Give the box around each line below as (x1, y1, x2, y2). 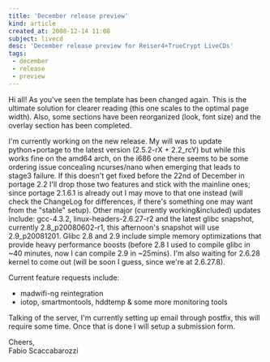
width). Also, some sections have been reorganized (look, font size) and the (8, 111, 261, 122)
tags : (8, 50, 27, 58)
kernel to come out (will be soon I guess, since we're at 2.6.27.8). (8, 256, 225, 266)
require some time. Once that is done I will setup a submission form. (8, 321, 236, 331)
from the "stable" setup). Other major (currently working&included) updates (8, 205, 261, 215)
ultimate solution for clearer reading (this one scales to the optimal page (8, 103, 249, 113)
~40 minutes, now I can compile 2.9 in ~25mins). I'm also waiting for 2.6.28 (8, 248, 261, 258)
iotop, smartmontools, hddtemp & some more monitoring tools (19, 297, 229, 307)
